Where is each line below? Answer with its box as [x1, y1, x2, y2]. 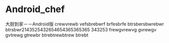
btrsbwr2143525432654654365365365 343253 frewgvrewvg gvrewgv [5, 26, 157, 32]
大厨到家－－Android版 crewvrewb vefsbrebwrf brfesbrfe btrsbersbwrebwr [5, 21, 164, 27]
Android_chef [5, 4, 65, 15]
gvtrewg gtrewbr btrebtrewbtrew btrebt [5, 32, 89, 38]
